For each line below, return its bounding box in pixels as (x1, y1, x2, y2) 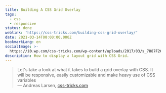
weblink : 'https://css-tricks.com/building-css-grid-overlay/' (5, 30, 138, 35)
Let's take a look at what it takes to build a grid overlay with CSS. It (17, 67, 153, 73)
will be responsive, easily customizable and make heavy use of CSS (17, 72, 156, 78)
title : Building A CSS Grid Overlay (5, 7, 81, 12)
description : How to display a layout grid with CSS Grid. (5, 53, 129, 58)
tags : (5, 12, 16, 17)
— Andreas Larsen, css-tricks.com (17, 83, 88, 89)
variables (17, 77, 36, 83)
